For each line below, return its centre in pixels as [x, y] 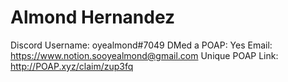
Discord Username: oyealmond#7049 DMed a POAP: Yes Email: [141, 45]
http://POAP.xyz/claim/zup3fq [72, 66]
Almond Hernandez [93, 17]
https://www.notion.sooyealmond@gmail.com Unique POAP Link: [144, 55]
